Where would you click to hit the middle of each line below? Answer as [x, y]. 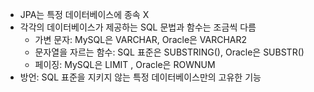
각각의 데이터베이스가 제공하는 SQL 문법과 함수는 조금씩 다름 [138, 27]
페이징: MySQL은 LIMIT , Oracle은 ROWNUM [125, 64]
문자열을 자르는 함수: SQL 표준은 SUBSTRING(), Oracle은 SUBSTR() [169, 52]
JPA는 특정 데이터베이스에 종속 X [84, 14]
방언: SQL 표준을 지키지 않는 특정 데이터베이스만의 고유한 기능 [140, 77]
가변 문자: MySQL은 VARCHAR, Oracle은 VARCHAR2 [141, 39]
